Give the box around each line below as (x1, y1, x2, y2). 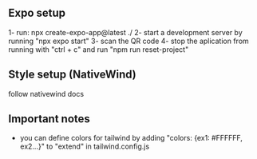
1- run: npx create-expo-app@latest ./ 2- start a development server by (8, 27, 243, 37)
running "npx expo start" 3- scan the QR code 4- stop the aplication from (8, 36, 249, 46)
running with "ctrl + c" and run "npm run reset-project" (8, 44, 189, 54)
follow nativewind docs (8, 89, 85, 98)
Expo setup (8, 6, 66, 20)
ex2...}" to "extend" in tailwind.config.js (19, 141, 150, 151)
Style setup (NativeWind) (8, 68, 137, 81)
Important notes (8, 112, 90, 126)
